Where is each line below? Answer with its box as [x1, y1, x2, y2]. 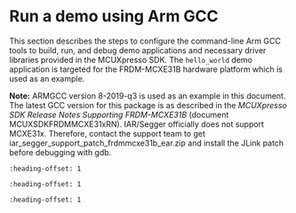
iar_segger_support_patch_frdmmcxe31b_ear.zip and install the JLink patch [9, 138, 284, 148]
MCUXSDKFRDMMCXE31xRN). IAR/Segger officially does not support [9, 118, 265, 130]
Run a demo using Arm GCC [9, 6, 220, 27]
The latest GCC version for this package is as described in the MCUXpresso [9, 99, 287, 110]
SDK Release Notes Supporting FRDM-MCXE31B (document [9, 109, 229, 120]
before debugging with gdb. [9, 146, 112, 157]
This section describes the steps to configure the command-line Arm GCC [9, 35, 282, 46]
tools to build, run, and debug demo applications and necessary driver [9, 44, 267, 55]
